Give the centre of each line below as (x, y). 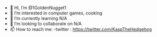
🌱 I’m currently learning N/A (38, 18)
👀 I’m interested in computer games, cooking (56, 13)
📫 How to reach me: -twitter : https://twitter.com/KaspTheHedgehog (81, 29)
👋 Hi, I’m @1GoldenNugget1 (38, 8)
